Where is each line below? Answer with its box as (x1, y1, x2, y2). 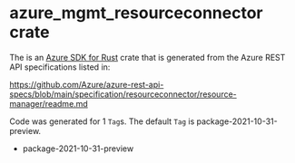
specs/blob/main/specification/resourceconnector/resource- (9, 89, 238, 100)
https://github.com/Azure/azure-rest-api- (9, 79, 164, 90)
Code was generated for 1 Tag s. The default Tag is (9, 116, 195, 127)
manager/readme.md (9, 98, 88, 109)
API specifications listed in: (9, 62, 111, 72)
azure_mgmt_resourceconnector (9, 3, 263, 24)
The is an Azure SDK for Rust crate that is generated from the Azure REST (9, 52, 286, 62)
